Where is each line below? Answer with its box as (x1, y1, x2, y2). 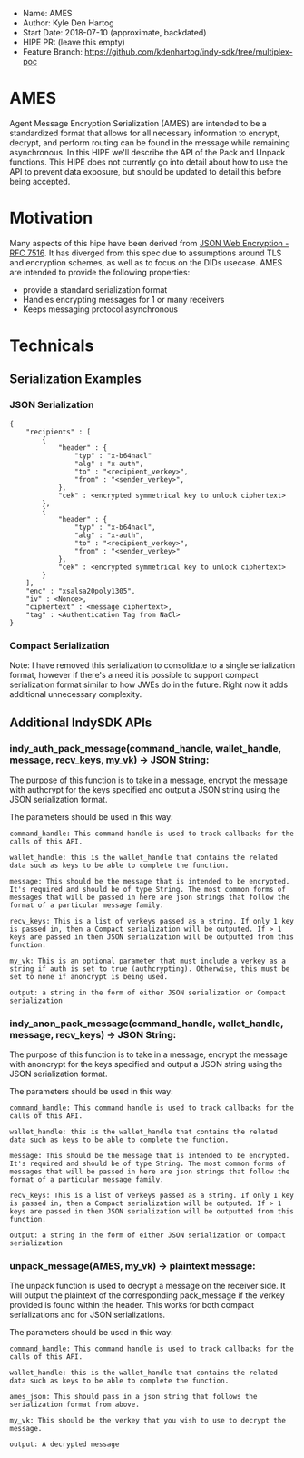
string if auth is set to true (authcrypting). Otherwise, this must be (9, 964, 290, 974)
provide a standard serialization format (22, 284, 168, 295)
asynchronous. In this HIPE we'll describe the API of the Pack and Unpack (9, 146, 286, 157)
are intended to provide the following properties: (9, 266, 191, 277)
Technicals (9, 335, 94, 356)
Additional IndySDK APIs (9, 715, 152, 731)
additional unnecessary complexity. (9, 689, 142, 700)
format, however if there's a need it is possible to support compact (9, 670, 259, 681)
